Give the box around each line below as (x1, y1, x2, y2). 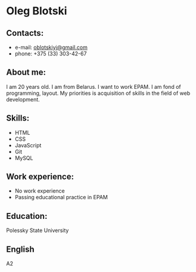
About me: (6, 67, 46, 78)
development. (6, 95, 40, 103)
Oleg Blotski (6, 4, 67, 18)
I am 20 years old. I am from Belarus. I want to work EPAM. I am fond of (6, 83, 181, 90)
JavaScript (14, 141, 42, 149)
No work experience (14, 187, 66, 194)
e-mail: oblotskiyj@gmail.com (14, 44, 88, 51)
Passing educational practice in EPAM (14, 194, 108, 201)
